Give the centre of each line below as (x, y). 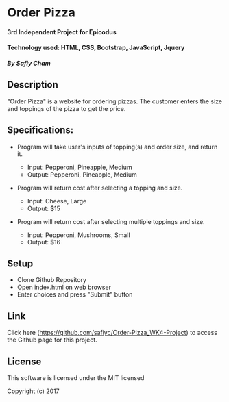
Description (33, 85)
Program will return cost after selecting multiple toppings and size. (111, 221)
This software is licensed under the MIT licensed (76, 378)
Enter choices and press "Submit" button (75, 294)
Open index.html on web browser (64, 287)
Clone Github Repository (52, 280)
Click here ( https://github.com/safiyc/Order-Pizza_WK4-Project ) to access (112, 333)
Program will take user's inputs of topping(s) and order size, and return (117, 147)
